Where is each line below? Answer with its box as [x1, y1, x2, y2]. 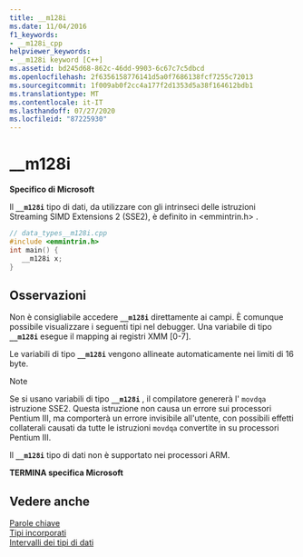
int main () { [9, 245, 59, 254]
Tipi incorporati [9, 528, 66, 539]
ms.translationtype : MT [9, 89, 100, 98]
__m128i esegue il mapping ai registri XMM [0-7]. [9, 331, 191, 342]
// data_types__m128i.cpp [9, 229, 107, 238]
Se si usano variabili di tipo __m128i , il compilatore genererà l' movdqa [9, 393, 267, 404]
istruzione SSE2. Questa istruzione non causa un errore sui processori [9, 403, 272, 414]
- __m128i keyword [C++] [9, 55, 103, 65]
